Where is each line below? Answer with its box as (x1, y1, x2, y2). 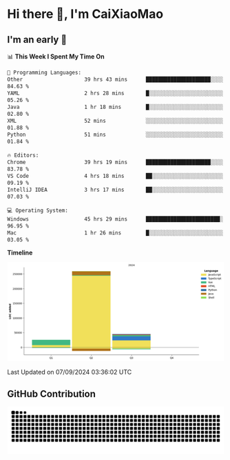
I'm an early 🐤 (7, 34, 67, 46)
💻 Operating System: (7, 207, 69, 214)
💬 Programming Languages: (7, 69, 81, 76)
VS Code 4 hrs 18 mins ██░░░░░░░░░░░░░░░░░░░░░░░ (7, 172, 224, 179)
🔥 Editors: (7, 152, 39, 159)
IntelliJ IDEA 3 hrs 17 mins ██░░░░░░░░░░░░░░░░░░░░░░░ (7, 186, 224, 193)
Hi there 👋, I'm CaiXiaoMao (7, 6, 164, 22)
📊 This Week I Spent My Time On (7, 52, 105, 61)
